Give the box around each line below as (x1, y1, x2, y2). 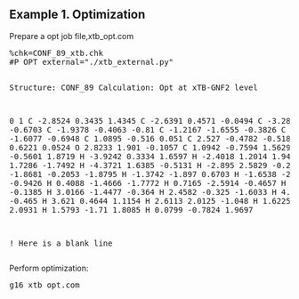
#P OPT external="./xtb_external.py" (9, 57, 174, 67)
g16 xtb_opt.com (9, 279, 80, 290)
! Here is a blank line (9, 238, 113, 248)
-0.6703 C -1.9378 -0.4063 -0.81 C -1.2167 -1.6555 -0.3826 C (9, 125, 287, 134)
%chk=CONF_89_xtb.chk (9, 48, 104, 58)
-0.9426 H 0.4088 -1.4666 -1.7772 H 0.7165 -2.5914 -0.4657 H (9, 178, 287, 188)
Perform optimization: (9, 263, 89, 273)
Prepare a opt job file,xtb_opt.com (9, 30, 134, 41)
